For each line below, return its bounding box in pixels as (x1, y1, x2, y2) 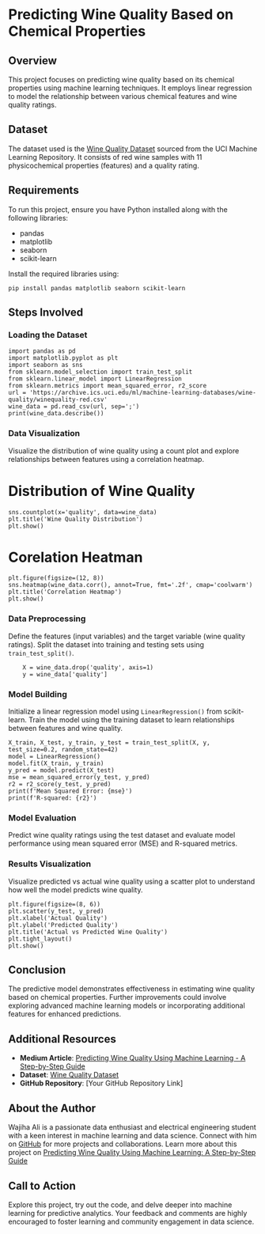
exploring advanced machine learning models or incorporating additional (8, 1001, 245, 1010)
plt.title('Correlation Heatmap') (8, 588, 123, 596)
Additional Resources (8, 1032, 116, 1046)
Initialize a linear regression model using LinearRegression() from (8, 706, 222, 717)
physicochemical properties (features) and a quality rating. (8, 161, 199, 170)
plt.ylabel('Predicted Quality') (8, 921, 119, 929)
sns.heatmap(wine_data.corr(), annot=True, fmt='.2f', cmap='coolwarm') (8, 581, 253, 589)
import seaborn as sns (8, 361, 83, 369)
